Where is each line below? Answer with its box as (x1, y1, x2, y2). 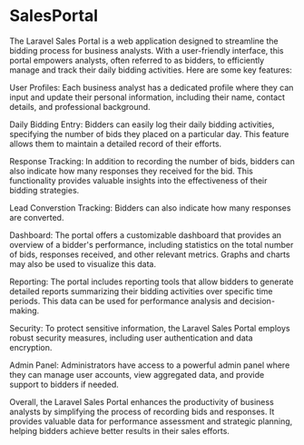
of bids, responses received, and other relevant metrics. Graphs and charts (9, 249, 290, 260)
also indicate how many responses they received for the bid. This (9, 165, 254, 176)
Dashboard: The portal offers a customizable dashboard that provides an (9, 229, 282, 241)
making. (9, 305, 40, 316)
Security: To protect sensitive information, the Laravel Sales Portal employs (9, 322, 290, 333)
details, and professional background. (9, 101, 152, 112)
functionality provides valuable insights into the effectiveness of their (9, 174, 268, 186)
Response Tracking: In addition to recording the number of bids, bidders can (9, 155, 295, 166)
